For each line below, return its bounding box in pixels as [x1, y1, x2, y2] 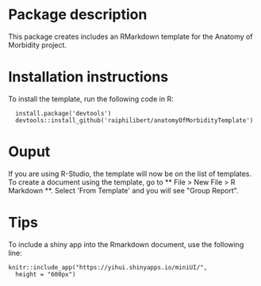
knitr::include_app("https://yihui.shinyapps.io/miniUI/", [8, 263, 208, 271]
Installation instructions [8, 68, 169, 86]
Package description [8, 6, 148, 24]
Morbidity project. [8, 40, 67, 49]
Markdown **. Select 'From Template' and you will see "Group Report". [8, 185, 240, 195]
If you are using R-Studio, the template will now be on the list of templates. [8, 169, 252, 178]
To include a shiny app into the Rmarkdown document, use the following [8, 239, 244, 249]
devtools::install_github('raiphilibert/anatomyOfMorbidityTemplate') [15, 116, 254, 124]
